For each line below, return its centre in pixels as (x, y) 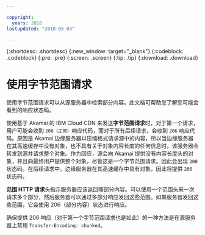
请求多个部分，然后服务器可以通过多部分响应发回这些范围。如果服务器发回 (100, 197)
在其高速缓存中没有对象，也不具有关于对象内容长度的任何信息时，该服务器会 (103, 146)
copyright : (20, 17)
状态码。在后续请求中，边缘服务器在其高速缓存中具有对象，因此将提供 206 (99, 169)
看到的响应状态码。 (31, 110)
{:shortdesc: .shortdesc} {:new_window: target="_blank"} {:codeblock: (95, 51)
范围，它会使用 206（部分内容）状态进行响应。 (70, 204)
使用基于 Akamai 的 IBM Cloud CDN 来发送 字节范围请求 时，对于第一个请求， (103, 123)
